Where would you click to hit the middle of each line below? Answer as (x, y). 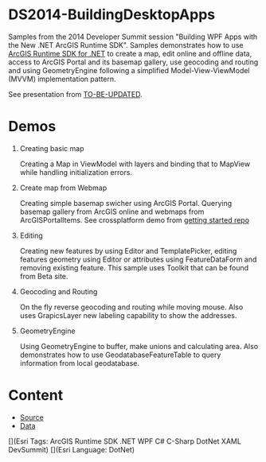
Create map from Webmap (63, 188)
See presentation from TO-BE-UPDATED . (75, 94)
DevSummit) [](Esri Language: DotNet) (72, 449)
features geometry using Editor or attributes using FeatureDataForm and (138, 259)
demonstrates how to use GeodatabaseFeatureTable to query (120, 355)
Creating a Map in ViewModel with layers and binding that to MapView (135, 164)
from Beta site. (44, 276)
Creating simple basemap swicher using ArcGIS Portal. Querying (126, 203)
